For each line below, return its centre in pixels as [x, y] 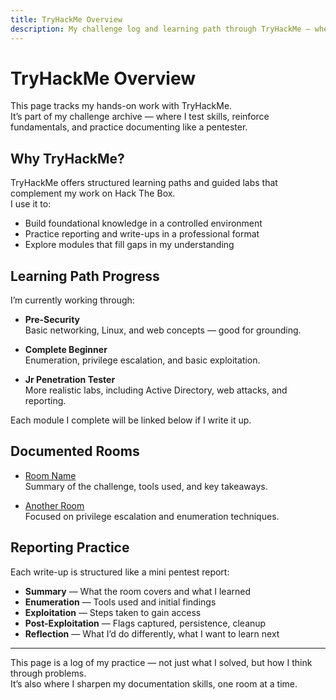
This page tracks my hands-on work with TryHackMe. [121, 106]
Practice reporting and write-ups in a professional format [142, 234]
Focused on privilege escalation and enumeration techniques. [152, 516]
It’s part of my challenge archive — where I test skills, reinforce [140, 117]
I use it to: [31, 204]
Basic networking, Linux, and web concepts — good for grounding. [163, 330]
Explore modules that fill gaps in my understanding [129, 245]
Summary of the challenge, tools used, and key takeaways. [146, 486]
